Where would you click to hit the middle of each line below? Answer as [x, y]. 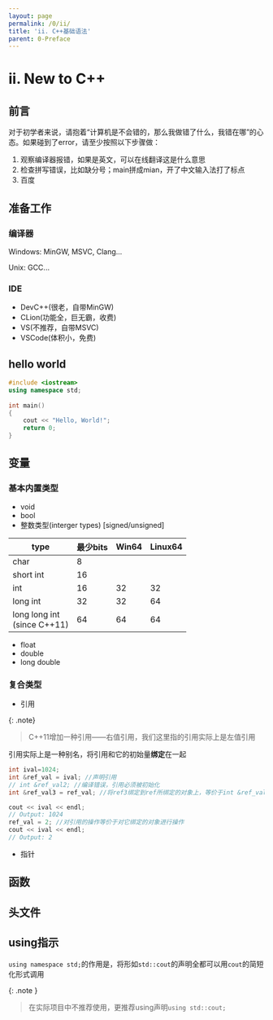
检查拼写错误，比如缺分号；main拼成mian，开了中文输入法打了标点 [132, 170]
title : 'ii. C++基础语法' [50, 31]
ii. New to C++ [57, 79]
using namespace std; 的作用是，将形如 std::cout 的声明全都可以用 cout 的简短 [136, 964]
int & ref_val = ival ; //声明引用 [63, 777]
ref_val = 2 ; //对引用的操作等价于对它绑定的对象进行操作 [96, 822]
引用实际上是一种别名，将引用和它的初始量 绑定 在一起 [97, 754]
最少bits [92, 547]
